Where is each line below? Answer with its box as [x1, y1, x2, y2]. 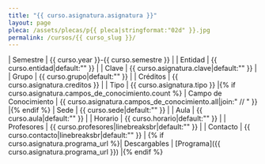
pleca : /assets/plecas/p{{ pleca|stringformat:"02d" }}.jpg [8, 26, 211, 34]
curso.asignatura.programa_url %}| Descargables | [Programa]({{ [8, 139, 221, 148]
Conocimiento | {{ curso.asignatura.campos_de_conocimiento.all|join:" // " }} [8, 97, 258, 106]
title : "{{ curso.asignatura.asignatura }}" [8, 11, 157, 20]
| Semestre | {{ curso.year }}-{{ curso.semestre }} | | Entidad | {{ [8, 55, 218, 65]
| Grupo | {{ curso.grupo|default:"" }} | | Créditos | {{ [8, 72, 179, 81]
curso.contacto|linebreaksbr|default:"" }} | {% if [8, 131, 165, 140]
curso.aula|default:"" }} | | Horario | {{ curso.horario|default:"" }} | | [8, 114, 227, 123]
